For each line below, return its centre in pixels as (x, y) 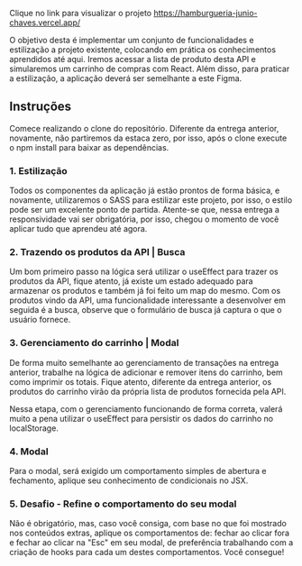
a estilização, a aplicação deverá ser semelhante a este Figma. (126, 78)
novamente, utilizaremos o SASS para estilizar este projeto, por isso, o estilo (151, 200)
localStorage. (34, 428)
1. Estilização (38, 170)
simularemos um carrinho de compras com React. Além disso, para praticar (150, 68)
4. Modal (29, 452)
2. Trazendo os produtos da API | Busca (97, 252)
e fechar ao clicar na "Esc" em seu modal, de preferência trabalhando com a (151, 543)
